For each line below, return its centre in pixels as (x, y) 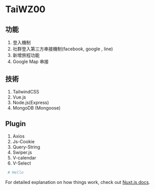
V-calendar (24, 157)
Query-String (26, 147)
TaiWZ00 (25, 9)
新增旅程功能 (26, 55)
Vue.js (19, 97)
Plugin (16, 124)
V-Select (22, 163)
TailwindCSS (26, 91)
